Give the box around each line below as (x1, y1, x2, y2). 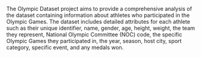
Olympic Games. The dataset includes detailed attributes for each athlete (6, 18, 191, 25)
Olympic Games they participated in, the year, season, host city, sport (6, 38, 182, 44)
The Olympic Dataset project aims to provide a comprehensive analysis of (6, 5, 192, 12)
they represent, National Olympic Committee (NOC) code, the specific (6, 31, 182, 38)
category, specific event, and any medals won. (6, 44, 124, 51)
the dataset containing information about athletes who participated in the (6, 12, 190, 19)
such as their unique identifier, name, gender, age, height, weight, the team (6, 24, 196, 32)
